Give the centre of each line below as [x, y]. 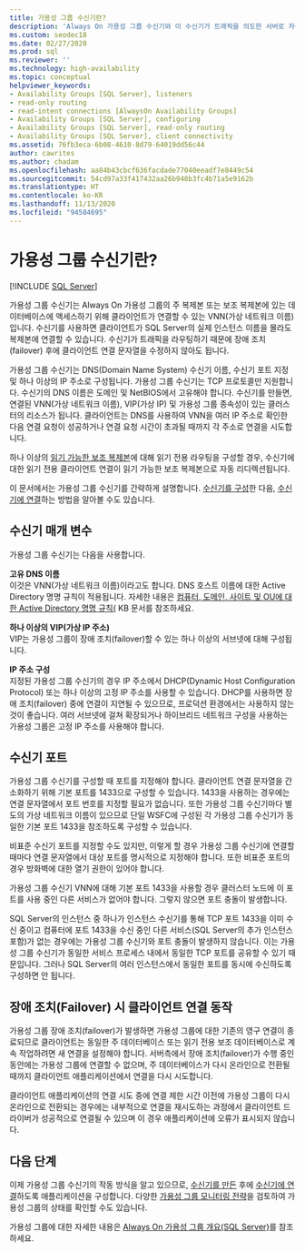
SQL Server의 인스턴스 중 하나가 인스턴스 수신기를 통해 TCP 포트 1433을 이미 [147, 919]
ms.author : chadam [44, 162]
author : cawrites [42, 153]
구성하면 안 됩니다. [42, 975]
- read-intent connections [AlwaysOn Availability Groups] [123, 111]
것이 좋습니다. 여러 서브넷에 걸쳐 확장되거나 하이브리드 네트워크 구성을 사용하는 [149, 714]
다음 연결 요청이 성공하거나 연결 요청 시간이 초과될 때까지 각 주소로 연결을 [139, 426]
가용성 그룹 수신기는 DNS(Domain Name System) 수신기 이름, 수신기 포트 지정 [149, 369]
